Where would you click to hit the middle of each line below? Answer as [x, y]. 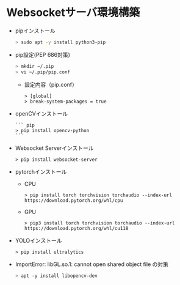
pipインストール [35, 31]
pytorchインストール [41, 171]
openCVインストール [41, 113]
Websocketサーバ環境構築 [73, 13]
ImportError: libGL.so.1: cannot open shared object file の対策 [92, 264]
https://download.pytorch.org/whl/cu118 [76, 228]
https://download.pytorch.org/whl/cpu [74, 200]
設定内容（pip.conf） [51, 84]
